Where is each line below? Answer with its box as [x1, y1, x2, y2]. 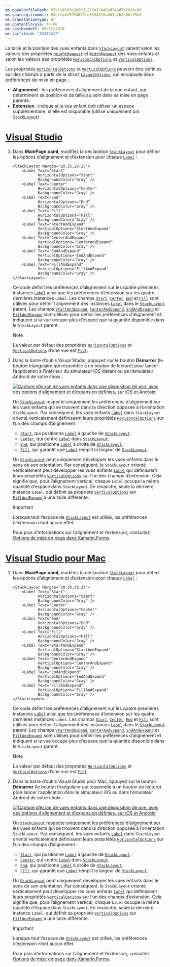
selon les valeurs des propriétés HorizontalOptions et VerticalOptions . [5, 56, 154, 62]
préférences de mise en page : [5, 77, 70, 83]
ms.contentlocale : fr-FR [5, 21, 58, 27]
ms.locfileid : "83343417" [5, 31, 60, 36]
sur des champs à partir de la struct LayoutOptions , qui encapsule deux [5, 71, 154, 77]
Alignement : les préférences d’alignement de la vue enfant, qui [12, 87, 146, 92]
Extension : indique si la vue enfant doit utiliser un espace [12, 103, 134, 109]
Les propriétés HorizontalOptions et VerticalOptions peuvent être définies [5, 66, 162, 72]
